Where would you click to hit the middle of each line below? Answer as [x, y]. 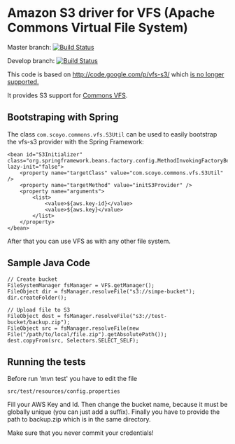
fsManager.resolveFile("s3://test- [115, 316]
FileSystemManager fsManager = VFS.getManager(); [81, 285]
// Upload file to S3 [39, 310]
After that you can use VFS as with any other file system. [89, 241]
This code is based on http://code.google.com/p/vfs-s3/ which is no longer [116, 74]
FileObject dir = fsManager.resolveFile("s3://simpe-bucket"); [101, 291]
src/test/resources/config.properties [64, 391]
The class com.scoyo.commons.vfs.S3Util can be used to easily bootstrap [112, 134]
